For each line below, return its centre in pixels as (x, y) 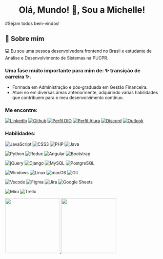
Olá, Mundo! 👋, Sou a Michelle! (82, 10)
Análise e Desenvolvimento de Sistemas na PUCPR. (57, 58)
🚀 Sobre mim (25, 39)
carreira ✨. (18, 77)
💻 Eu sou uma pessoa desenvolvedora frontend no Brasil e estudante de (79, 51)
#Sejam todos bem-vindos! (32, 23)
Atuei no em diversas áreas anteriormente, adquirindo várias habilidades (85, 93)
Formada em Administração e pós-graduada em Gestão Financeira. (80, 87)
